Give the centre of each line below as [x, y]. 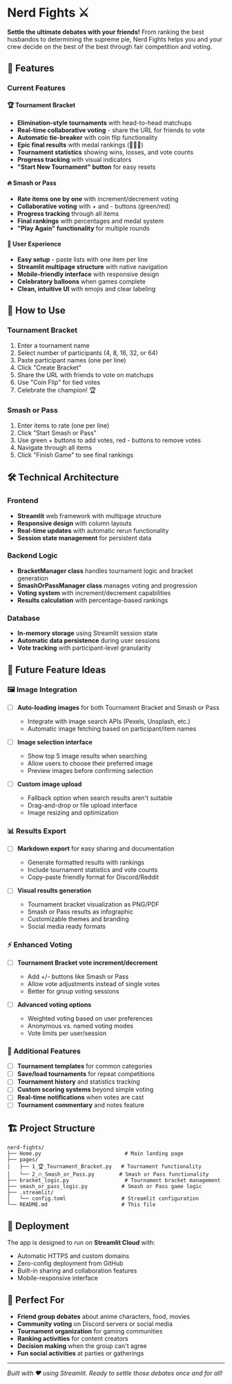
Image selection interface [55, 742]
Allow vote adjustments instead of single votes [94, 983]
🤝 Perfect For [36, 1300]
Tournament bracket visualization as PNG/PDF [94, 904]
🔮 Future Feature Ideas [57, 670]
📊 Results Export [37, 830]
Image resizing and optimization [73, 812]
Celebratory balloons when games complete [81, 281]
